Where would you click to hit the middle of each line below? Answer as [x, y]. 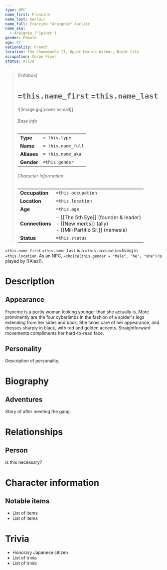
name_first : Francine [28, 15]
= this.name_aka [62, 154]
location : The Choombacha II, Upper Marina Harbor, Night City [72, 52]
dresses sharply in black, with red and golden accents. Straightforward [78, 328]
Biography [27, 381]
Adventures [24, 399]
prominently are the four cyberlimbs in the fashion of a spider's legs [75, 317]
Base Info [27, 121]
